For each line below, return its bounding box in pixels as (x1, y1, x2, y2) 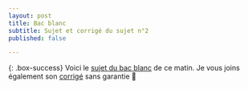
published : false (8, 34, 67, 42)
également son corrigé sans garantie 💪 (8, 71, 136, 81)
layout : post (8, 11, 52, 20)
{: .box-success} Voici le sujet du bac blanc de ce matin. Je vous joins (8, 63, 241, 73)
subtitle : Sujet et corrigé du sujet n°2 (8, 26, 149, 34)
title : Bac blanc (8, 19, 67, 27)
